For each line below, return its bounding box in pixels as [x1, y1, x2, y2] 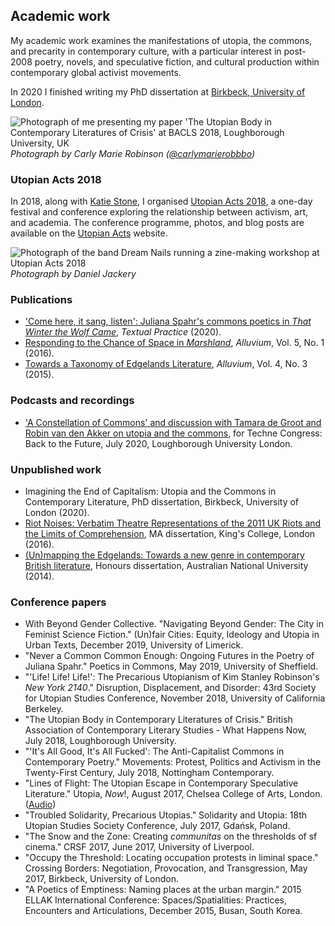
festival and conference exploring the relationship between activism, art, [10, 206, 309, 218]
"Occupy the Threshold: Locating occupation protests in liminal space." [24, 852, 319, 864]
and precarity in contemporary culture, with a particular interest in [10, 45, 282, 57]
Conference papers [10, 595, 107, 609]
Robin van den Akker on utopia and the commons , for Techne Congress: [24, 427, 323, 439]
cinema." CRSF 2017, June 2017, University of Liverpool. [24, 841, 255, 853]
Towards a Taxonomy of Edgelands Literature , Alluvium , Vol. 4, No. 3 [24, 358, 308, 370]
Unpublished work [10, 462, 102, 476]
